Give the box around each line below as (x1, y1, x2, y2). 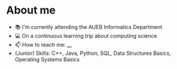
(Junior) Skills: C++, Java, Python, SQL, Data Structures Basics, (14, 50, 171, 57)
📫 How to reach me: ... (14, 41, 72, 48)
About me (6, 4, 56, 17)
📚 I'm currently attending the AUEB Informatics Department (14, 23, 163, 30)
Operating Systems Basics (14, 55, 80, 63)
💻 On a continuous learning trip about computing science (14, 32, 157, 39)
